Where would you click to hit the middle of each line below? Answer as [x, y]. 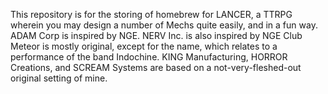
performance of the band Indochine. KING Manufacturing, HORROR [149, 57]
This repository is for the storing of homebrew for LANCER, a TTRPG [151, 14]
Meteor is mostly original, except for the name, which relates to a [144, 46]
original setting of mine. [59, 78]
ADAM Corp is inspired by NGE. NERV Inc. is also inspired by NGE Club [156, 35]
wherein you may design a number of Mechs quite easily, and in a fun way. [164, 25]
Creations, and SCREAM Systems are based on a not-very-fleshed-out [156, 67]
